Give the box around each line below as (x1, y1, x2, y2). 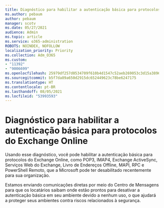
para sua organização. (5, 172, 50, 179)
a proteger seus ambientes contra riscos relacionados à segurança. (5, 198, 141, 204)
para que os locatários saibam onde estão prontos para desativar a (5, 187, 140, 193)
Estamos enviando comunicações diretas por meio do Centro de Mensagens (5, 182, 159, 188)
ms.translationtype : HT (5, 80, 54, 85)
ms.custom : (5, 57, 27, 62)
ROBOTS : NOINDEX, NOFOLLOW (5, 44, 60, 48)
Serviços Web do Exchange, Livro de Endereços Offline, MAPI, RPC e (5, 162, 144, 168)
